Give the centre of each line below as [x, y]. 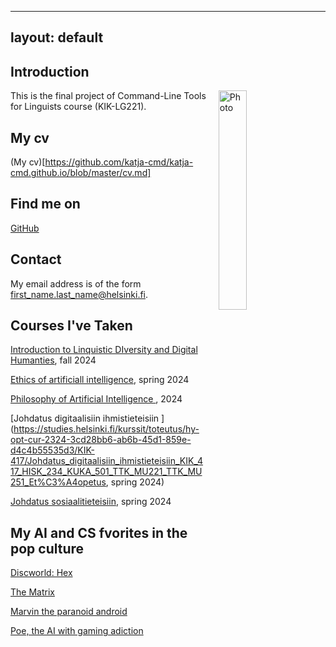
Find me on [45, 204]
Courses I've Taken [71, 326]
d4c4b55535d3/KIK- [52, 450]
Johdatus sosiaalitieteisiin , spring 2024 [91, 502]
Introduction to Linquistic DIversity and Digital [104, 350]
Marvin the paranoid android [69, 612]
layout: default [57, 37]
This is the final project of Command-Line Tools [108, 96]
